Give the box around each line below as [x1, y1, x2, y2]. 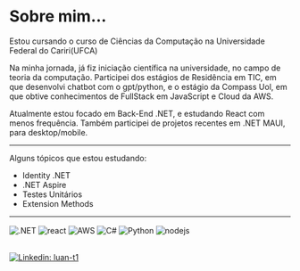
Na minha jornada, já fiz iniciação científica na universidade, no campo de [9, 62, 281, 73]
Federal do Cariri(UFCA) [9, 45, 98, 55]
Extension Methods [21, 198, 94, 209]
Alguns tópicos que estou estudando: [9, 152, 147, 163]
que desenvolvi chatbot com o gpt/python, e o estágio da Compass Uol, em [9, 81, 287, 92]
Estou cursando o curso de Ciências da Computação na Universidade [9, 36, 265, 46]
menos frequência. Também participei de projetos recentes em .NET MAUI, [9, 118, 286, 128]
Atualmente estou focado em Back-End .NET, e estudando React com [9, 108, 265, 119]
